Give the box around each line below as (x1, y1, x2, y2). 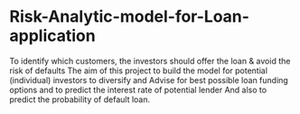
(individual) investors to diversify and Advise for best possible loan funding (9, 74, 289, 85)
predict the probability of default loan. (9, 93, 151, 105)
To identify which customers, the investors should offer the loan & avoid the (9, 55, 291, 66)
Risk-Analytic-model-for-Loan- (9, 6, 250, 27)
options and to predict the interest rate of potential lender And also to (9, 84, 267, 95)
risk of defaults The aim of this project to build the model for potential (9, 65, 268, 76)
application (9, 25, 97, 46)
